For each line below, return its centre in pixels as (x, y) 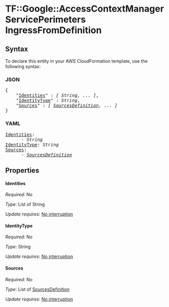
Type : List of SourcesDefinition (37, 289)
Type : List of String (25, 204)
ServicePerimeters (46, 19)
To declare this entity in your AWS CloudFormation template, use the (76, 61)
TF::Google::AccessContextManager (85, 9)
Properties (22, 170)
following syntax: (23, 67)
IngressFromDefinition (54, 30)
